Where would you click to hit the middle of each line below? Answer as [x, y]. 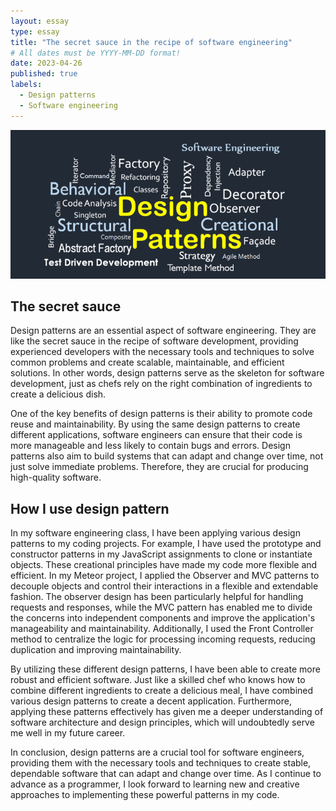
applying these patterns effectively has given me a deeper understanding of [167, 712]
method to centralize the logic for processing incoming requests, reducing [163, 639]
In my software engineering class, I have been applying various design [155, 533]
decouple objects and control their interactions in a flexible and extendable [164, 586]
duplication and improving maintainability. [96, 650]
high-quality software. [56, 477]
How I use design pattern [90, 508]
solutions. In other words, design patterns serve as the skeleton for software [167, 373]
